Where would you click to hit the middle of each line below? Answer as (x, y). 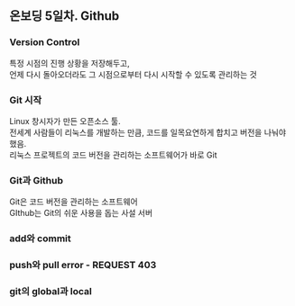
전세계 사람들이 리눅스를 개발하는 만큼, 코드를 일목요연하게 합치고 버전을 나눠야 (148, 132)
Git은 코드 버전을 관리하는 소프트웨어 (74, 202)
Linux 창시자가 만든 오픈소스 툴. (65, 121)
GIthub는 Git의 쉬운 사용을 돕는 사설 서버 (81, 213)
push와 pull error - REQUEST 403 (83, 265)
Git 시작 (26, 100)
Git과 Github (37, 180)
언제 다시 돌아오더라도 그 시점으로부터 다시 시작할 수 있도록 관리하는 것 (133, 74)
